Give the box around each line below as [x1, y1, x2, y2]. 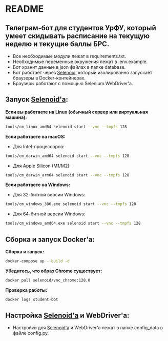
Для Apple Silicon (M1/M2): [12, 163, 71, 169]
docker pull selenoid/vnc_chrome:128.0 [5, 277, 91, 283]
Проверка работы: [5, 287, 48, 293]
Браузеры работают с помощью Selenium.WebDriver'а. [12, 81, 133, 86]
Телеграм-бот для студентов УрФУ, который [5, 24, 156, 32]
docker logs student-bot [5, 297, 58, 302]
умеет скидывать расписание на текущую [5, 31, 150, 40]
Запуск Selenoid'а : [5, 95, 68, 104]
